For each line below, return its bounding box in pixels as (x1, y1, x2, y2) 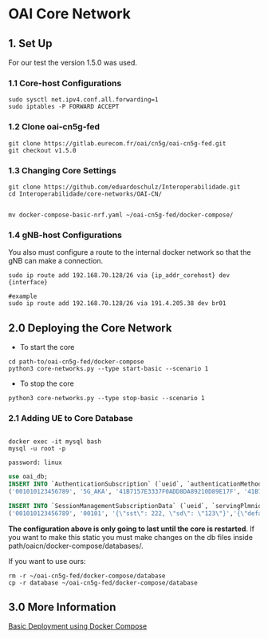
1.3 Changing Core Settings (8, 165, 117, 176)
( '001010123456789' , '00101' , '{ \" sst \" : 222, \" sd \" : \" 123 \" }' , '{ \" (8, 509, 248, 518)
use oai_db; (8, 473, 48, 481)
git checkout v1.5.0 (8, 146, 77, 154)
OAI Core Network (8, 5, 132, 23)
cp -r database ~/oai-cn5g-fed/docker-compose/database (8, 578, 198, 587)
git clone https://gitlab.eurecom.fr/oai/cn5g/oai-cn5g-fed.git (8, 139, 227, 148)
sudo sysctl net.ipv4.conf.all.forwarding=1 (8, 96, 159, 104)
